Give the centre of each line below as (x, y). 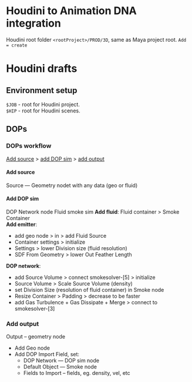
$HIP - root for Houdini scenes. (43, 111)
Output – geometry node (36, 337)
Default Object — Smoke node (60, 367)
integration (34, 23)
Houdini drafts (42, 69)
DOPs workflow (29, 146)
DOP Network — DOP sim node (61, 361)
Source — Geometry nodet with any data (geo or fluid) (72, 185)
